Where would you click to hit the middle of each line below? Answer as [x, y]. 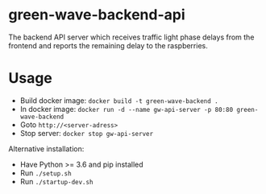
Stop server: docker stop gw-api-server [87, 133]
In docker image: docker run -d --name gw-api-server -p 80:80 [127, 109]
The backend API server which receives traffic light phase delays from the [131, 37]
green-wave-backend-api [97, 15]
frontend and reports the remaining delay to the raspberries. [108, 45]
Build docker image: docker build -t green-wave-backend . [119, 100]
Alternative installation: [46, 149]
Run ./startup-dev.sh [56, 181]
